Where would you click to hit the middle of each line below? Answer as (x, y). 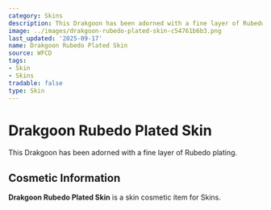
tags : (17, 61)
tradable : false (35, 83)
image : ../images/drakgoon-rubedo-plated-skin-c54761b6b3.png (115, 31)
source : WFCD (30, 53)
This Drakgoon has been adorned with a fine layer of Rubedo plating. (123, 153)
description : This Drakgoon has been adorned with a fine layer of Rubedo (137, 23)
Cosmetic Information (65, 178)
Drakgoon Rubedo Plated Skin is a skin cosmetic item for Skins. (115, 197)
